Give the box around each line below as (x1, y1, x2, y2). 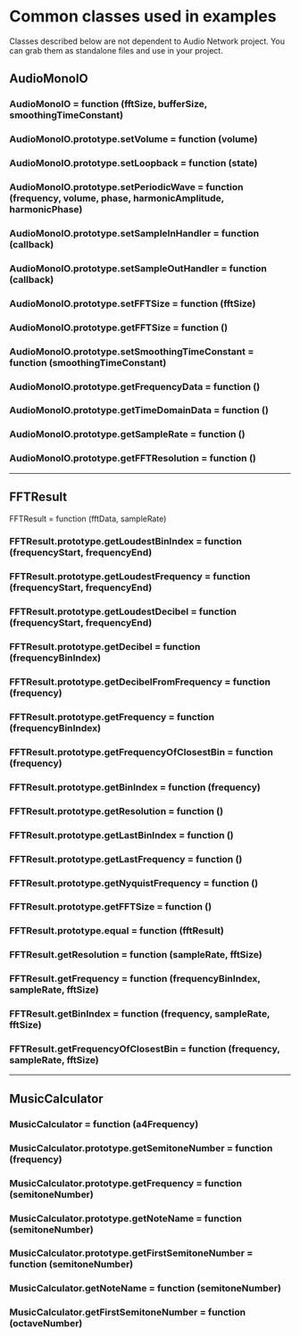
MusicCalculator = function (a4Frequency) (9, 1117, 199, 1130)
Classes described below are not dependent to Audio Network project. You (9, 36, 286, 46)
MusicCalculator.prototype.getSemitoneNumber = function (9, 1142, 273, 1154)
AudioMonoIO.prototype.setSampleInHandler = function (9, 227, 260, 239)
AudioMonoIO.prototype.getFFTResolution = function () (9, 453, 256, 465)
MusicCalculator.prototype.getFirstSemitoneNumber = (9, 1247, 254, 1259)
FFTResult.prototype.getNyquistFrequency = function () (9, 876, 259, 889)
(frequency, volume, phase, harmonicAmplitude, (9, 192, 225, 204)
